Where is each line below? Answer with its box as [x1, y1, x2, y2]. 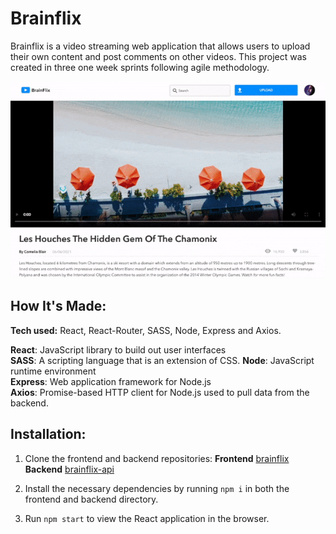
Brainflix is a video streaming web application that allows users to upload [10, 40, 311, 52]
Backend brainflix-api [24, 463, 115, 475]
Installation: [10, 426, 87, 443]
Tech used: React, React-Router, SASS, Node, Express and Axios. [10, 324, 282, 336]
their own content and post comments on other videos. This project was [10, 50, 307, 62]
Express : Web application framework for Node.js [10, 375, 212, 387]
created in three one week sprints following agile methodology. [10, 61, 270, 73]
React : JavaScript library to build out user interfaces [10, 343, 227, 356]
